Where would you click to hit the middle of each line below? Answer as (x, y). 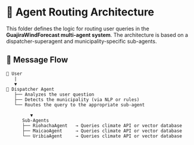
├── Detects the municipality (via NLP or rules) (77, 100)
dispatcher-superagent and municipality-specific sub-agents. (82, 41)
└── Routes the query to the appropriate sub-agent (79, 105)
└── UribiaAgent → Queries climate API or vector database (102, 136)
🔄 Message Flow (37, 60)
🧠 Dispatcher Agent (30, 89)
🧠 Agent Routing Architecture (80, 12)
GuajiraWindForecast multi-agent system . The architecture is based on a (97, 34)
